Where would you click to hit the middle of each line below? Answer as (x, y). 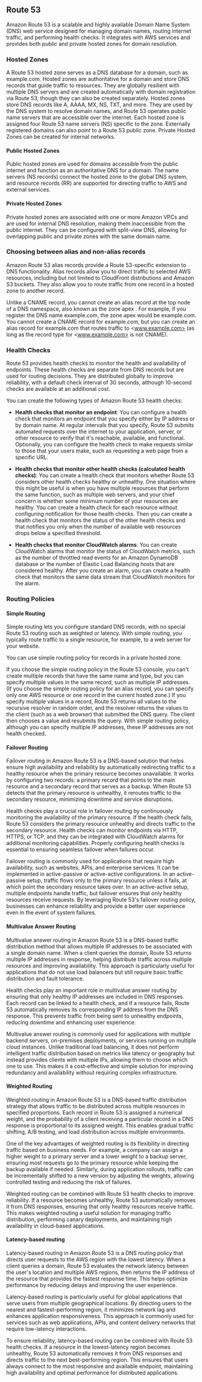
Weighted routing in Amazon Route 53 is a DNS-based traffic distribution (96, 1099)
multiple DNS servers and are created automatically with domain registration (101, 92)
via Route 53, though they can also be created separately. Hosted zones (96, 98)
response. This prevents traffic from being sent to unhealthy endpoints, (95, 1016)
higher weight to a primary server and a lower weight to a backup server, (96, 1156)
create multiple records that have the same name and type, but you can (95, 676)
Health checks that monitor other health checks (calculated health (100, 469)
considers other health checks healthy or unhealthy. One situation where (105, 482)
